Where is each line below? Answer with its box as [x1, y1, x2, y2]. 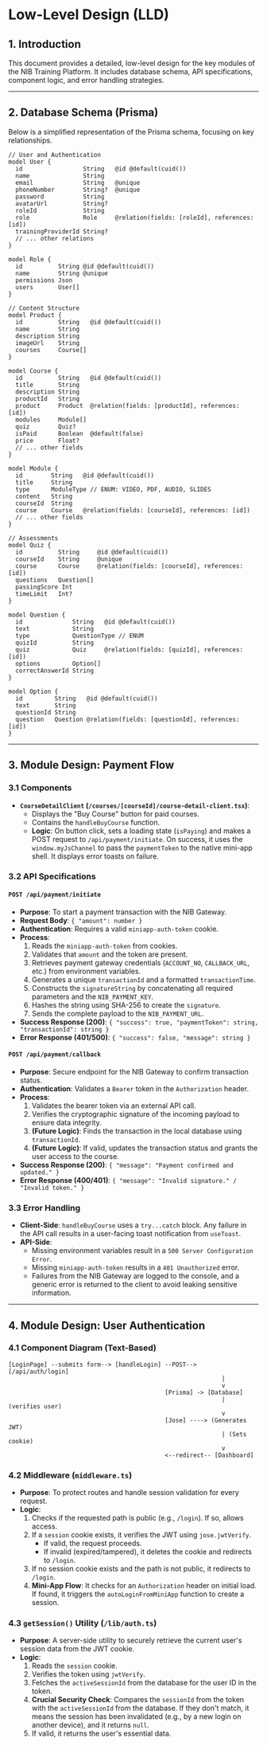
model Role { [8, 255, 52, 264]
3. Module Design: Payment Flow [8, 758, 175, 772]
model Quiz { [8, 541, 52, 549]
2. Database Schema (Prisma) [8, 106, 159, 119]
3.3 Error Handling [8, 1202, 81, 1213]
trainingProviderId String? [15, 227, 109, 236]
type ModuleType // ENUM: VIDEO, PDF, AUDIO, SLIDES [15, 485, 212, 493]
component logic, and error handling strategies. [8, 76, 164, 84]
